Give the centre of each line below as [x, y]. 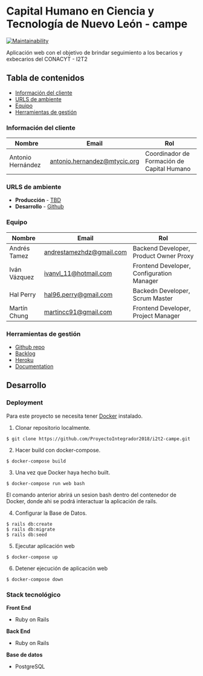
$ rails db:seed [27, 535]
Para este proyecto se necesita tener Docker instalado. [75, 416]
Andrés [20, 248]
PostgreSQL [30, 666]
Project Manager [156, 315]
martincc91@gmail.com [78, 312]
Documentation [34, 366]
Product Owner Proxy [163, 256]
